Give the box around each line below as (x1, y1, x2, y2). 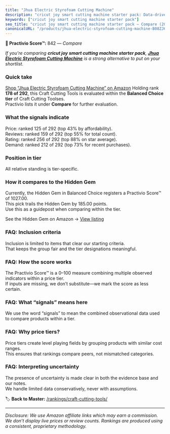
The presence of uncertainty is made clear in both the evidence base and (5, 375, 158, 381)
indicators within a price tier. (5, 275, 65, 281)
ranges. (5, 345, 21, 351)
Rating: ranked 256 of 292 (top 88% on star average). (5, 136, 117, 142)
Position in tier (5, 154, 41, 161)
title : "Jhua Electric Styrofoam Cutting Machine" (5, 7, 114, 13)
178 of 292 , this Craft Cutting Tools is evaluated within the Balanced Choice (5, 90, 163, 96)
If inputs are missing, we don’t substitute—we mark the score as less (5, 280, 149, 287)
